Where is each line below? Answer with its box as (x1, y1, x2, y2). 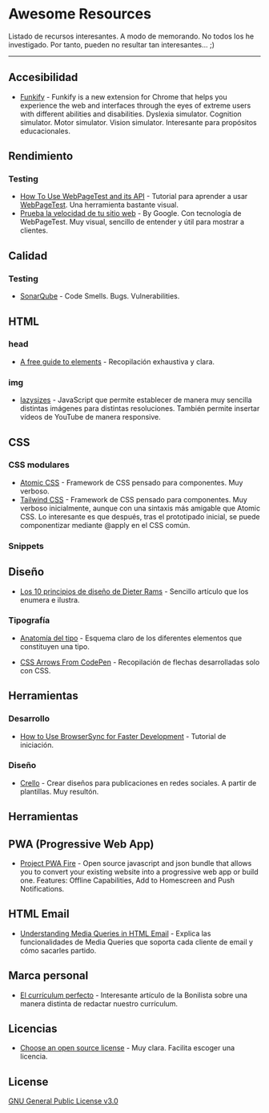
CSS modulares (8, 459, 70, 470)
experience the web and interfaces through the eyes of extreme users (19, 100, 251, 110)
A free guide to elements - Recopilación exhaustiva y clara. (19, 356, 215, 366)
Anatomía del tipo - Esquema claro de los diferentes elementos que (19, 633, 243, 643)
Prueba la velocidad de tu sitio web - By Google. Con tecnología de (19, 209, 242, 218)
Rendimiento (8, 149, 74, 163)
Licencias (8, 1022, 58, 1036)
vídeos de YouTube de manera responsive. (19, 412, 162, 422)
